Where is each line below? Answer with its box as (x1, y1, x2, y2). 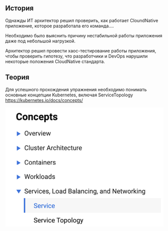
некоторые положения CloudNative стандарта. (5, 58, 105, 65)
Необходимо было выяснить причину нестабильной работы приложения (5, 32, 162, 38)
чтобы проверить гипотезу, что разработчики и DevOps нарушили (5, 53, 148, 59)
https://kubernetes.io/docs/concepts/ (5, 97, 83, 103)
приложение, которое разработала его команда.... (5, 23, 114, 29)
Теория (5, 73, 30, 82)
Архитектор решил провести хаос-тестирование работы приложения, (5, 47, 156, 53)
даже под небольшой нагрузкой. (5, 38, 76, 44)
